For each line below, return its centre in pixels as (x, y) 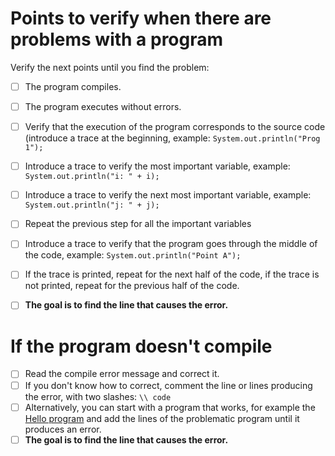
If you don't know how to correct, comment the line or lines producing (168, 385)
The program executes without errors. (103, 106)
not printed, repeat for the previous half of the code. (132, 286)
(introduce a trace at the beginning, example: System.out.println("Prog (172, 138)
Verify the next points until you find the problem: (110, 67)
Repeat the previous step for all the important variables (138, 224)
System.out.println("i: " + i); (92, 177)
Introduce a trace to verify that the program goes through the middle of (171, 244)
